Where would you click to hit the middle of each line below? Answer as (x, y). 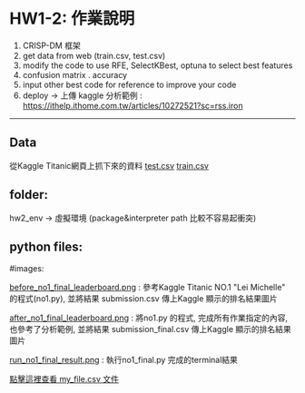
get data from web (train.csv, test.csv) (94, 55)
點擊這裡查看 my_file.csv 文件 (64, 379)
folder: (29, 195)
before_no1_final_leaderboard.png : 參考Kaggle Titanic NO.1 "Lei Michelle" (148, 288)
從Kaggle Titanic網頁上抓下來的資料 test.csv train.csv (109, 165)
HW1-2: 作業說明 (72, 19)
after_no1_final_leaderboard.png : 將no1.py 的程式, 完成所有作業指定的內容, (149, 318)
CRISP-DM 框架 (52, 45)
